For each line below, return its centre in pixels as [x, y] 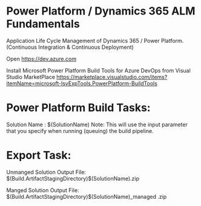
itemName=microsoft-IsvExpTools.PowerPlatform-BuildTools [82, 83]
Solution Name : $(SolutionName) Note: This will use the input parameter [97, 124]
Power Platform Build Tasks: [78, 108]
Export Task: [39, 156]
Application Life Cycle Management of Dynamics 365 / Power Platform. [95, 40]
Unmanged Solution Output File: [46, 172]
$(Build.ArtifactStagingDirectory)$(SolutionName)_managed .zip [87, 196]
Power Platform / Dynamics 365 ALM [101, 11]
